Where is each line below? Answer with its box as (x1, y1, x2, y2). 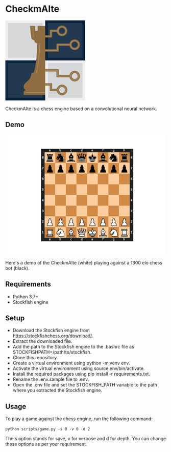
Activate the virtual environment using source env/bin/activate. (12, 365, 145, 372)
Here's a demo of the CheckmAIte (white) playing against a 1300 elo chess (5, 259, 162, 265)
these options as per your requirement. (5, 441, 87, 447)
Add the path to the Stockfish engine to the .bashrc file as (12, 344, 134, 350)
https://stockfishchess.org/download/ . (12, 333, 93, 339)
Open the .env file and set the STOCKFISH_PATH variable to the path (12, 382, 157, 388)
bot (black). (5, 265, 30, 271)
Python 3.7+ (12, 293, 39, 300)
